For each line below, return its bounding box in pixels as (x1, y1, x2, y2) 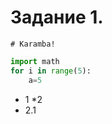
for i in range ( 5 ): (10, 66, 92, 76)
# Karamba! (10, 39, 56, 49)
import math (10, 56, 60, 66)
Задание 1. (10, 6, 104, 29)
